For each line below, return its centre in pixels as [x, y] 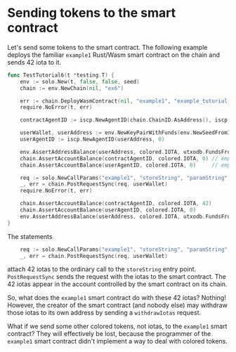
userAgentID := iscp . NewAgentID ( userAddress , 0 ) [92, 139]
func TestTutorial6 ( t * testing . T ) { [61, 75]
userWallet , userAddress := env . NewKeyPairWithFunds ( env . [106, 133]
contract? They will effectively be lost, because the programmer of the [109, 334]
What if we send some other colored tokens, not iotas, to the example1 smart [117, 326]
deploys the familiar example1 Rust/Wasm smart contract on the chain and [113, 55]
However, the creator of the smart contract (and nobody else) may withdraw [118, 305]
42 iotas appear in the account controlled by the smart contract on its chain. [117, 284]
